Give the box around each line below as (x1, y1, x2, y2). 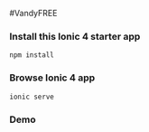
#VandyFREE (9, 8, 58, 18)
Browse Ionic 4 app (9, 71, 96, 84)
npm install (9, 51, 54, 60)
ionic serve (9, 92, 54, 101)
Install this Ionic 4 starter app (9, 30, 141, 42)
